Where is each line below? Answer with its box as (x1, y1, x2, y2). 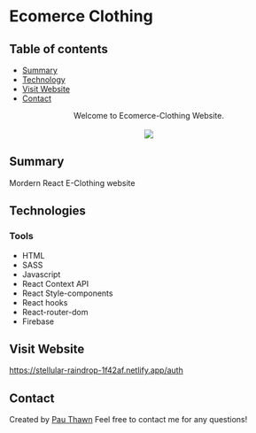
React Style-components (21, 288, 113, 298)
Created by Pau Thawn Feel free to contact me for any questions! (9, 414, 248, 425)
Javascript (21, 268, 61, 280)
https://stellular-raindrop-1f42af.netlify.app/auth (9, 365, 183, 375)
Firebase (21, 316, 55, 327)
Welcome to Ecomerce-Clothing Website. (74, 111, 224, 120)
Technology (21, 74, 66, 85)
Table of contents (9, 42, 108, 57)
